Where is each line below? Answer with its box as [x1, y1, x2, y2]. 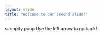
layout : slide [5, 7, 35, 12]
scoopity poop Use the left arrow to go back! [5, 25, 97, 31]
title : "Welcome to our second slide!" [5, 12, 88, 17]
